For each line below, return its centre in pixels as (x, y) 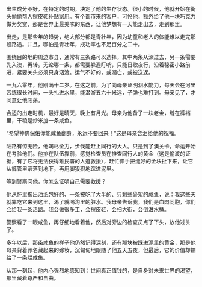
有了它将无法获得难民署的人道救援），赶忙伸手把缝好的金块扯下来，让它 (105, 161)
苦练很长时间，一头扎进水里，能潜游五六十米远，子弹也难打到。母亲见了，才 (101, 93)
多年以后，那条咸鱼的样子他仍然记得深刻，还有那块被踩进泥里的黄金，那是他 (101, 242)
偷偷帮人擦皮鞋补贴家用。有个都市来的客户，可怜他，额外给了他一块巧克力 (103, 16)
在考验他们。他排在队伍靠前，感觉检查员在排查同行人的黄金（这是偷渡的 (96, 153)
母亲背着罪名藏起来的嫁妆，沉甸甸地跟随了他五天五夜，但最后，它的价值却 (98, 250)
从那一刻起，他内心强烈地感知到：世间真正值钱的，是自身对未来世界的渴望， (101, 270)
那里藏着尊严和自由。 (32, 278)
